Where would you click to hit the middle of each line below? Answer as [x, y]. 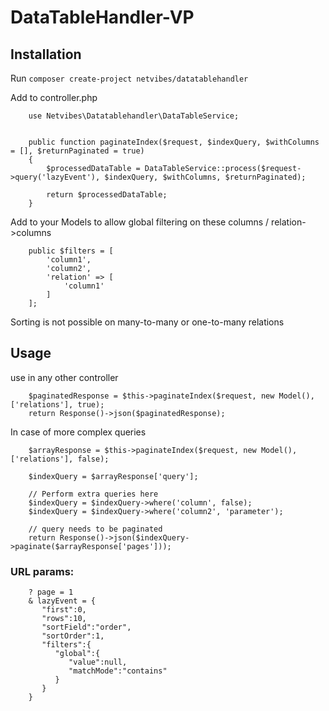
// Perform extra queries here [93, 494]
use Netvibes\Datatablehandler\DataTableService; [134, 116]
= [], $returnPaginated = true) [77, 151]
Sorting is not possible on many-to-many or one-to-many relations [147, 322]
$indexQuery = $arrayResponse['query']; [113, 476]
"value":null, [98, 662]
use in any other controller [64, 377]
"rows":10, [64, 619]
